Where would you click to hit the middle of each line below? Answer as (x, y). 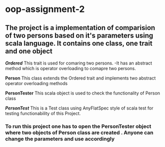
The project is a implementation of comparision (80, 28)
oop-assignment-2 (45, 9)
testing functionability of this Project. (43, 113)
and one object (29, 51)
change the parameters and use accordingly (60, 138)
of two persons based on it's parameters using (79, 35)
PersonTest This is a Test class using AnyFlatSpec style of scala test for (79, 108)
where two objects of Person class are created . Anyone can (79, 132)
